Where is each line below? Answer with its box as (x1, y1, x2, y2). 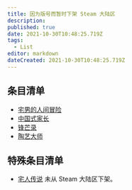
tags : (7, 37, 23, 44)
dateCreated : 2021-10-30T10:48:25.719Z (7, 57, 126, 64)
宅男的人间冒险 (17, 105, 62, 114)
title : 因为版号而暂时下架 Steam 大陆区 (7, 10, 116, 18)
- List (13, 43, 33, 51)
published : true (7, 23, 55, 31)
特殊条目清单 (7, 154, 64, 167)
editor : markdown (7, 51, 59, 58)
